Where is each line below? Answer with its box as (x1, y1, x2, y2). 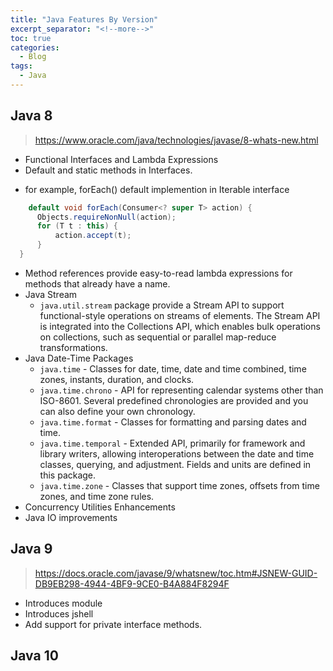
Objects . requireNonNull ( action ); (36, 212, 177, 222)
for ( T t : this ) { (36, 221, 118, 231)
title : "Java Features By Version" (10, 14, 159, 25)
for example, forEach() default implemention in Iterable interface (24, 183, 290, 195)
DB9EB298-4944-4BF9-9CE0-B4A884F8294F (34, 577, 230, 590)
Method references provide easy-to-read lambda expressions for (24, 267, 293, 279)
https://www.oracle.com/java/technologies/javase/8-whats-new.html (34, 134, 319, 146)
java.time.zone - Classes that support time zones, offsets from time (39, 479, 320, 491)
